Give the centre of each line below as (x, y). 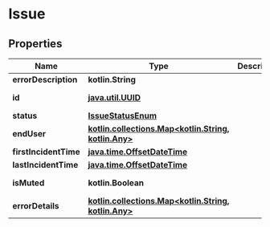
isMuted (29, 183)
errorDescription (45, 79)
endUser (29, 134)
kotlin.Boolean (116, 183)
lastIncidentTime (45, 165)
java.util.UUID (115, 97)
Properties (35, 44)
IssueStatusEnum (123, 116)
